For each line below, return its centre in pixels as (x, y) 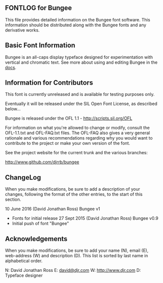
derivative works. (22, 30)
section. (13, 199)
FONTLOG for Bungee (38, 8)
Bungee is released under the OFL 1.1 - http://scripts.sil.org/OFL (69, 118)
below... (13, 109)
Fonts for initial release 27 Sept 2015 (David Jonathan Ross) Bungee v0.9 (85, 218)
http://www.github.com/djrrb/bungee (42, 162)
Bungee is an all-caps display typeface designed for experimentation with (79, 57)
